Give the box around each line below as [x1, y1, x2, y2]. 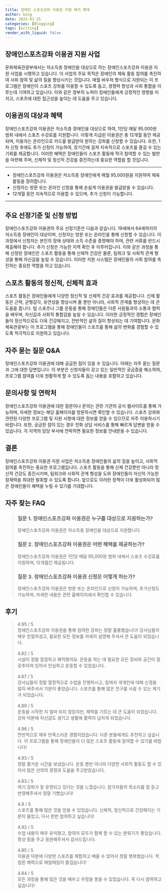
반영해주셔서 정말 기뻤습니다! [17, 790, 74, 796]
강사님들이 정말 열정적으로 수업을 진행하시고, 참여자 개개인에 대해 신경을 [17, 679, 157, 685]
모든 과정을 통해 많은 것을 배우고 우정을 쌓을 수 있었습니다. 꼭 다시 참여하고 [17, 876, 162, 882]
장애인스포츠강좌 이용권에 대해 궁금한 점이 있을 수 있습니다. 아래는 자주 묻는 [5, 361, 151, 367]
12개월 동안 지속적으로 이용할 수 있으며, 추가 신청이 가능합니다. [12, 190, 134, 197]
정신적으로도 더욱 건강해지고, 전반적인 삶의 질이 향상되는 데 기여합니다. [14, 318, 151, 324]
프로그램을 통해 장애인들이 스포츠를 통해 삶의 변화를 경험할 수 [35, 324, 154, 330]
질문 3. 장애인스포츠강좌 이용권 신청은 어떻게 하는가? [17, 573, 136, 580]
